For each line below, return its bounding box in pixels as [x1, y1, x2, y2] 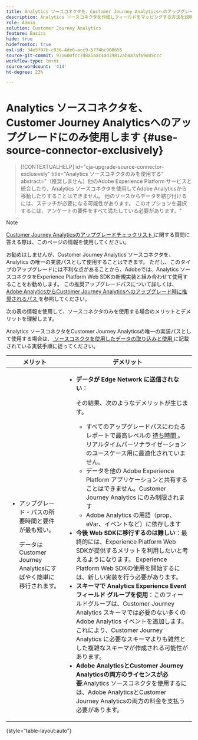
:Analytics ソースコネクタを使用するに [81, 679, 187, 687]
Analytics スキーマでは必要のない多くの [75, 608, 186, 617]
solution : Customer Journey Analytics [6, 25, 101, 31]
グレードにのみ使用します [16, 131, 141, 145]
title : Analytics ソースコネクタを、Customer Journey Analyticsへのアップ [6, 8, 181, 15]
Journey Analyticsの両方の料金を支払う [75, 697, 186, 705]
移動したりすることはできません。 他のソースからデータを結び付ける [20, 192, 187, 199]
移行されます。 [19, 582, 60, 590]
